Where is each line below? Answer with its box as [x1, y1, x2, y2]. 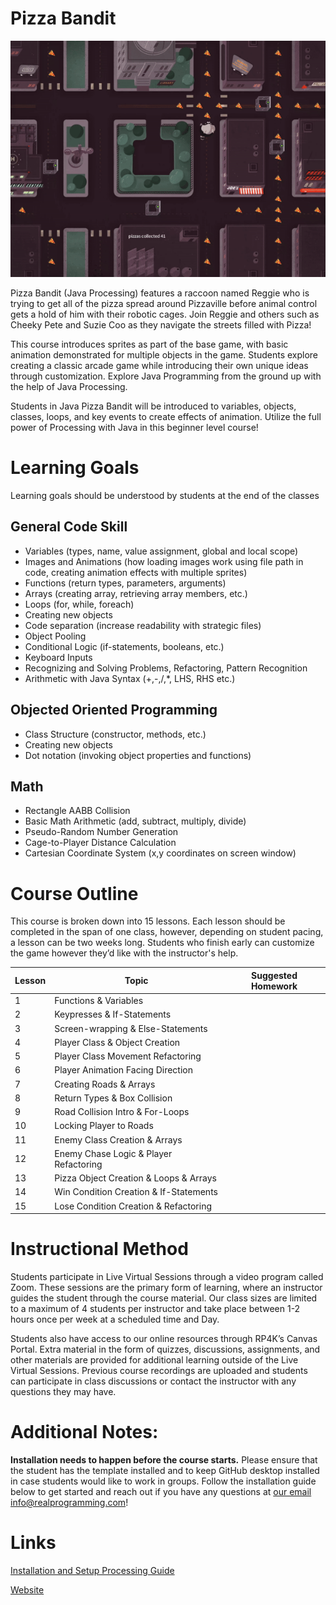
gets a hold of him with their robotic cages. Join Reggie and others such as [10, 308, 320, 320]
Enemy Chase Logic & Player [54, 1147, 173, 1159]
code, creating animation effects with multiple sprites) [24, 566, 248, 578]
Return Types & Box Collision [54, 1092, 173, 1104]
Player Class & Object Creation [54, 1036, 181, 1048]
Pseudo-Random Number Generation [24, 826, 179, 838]
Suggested [251, 969, 298, 981]
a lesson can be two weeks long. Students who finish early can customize [10, 937, 315, 949]
